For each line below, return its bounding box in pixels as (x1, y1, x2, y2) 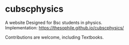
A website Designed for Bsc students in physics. (5, 20, 103, 25)
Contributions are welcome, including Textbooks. (5, 34, 104, 40)
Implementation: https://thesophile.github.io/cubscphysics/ (5, 24, 124, 30)
